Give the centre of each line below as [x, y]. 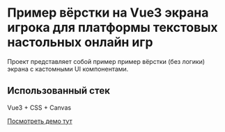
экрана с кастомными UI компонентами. [68, 69]
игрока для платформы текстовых [113, 27]
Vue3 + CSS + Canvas [39, 107]
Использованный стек [59, 91]
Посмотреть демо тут [40, 121]
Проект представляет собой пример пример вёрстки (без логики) [106, 61]
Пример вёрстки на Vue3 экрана [108, 13]
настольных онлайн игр [80, 42]
